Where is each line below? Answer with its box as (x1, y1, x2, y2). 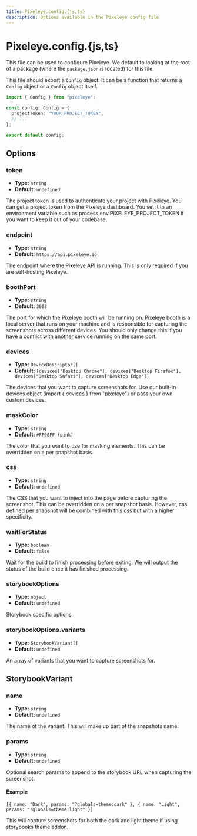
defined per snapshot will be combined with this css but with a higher (6, 507, 175, 514)
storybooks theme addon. (6, 823, 69, 830)
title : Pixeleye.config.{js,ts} (6, 8, 85, 15)
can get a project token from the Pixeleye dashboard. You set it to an (6, 204, 172, 211)
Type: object (14, 594, 47, 601)
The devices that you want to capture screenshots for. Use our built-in (6, 384, 176, 391)
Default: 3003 (14, 302, 47, 310)
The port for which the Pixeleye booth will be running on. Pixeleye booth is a (6, 314, 191, 321)
